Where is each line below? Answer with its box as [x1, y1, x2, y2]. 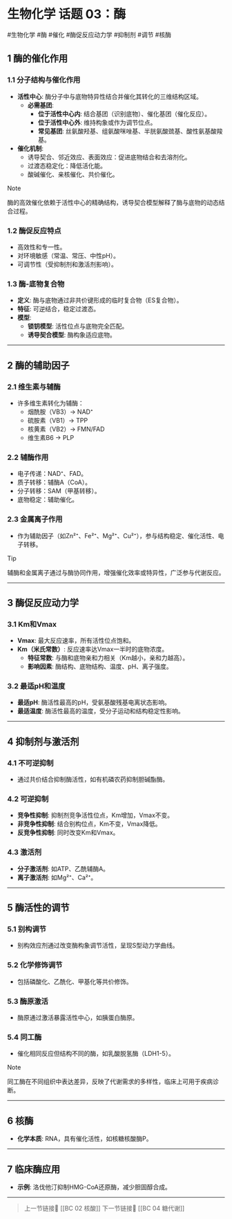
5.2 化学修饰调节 [7, 960, 63, 970]
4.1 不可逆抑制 [7, 758, 54, 768]
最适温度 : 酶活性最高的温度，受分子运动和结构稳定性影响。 [17, 707, 184, 715]
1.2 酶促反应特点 [7, 226, 61, 235]
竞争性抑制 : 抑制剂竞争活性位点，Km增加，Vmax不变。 [17, 811, 174, 820]
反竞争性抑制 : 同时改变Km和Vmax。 [17, 828, 119, 837]
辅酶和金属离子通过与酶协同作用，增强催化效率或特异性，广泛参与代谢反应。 [7, 568, 225, 576]
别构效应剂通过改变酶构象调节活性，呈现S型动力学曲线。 [17, 942, 179, 950]
